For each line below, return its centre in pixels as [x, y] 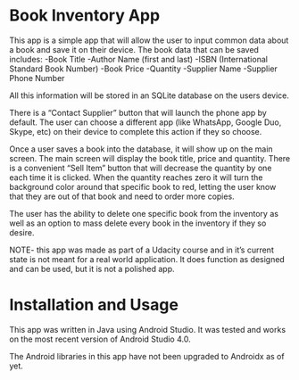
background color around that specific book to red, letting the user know [143, 186]
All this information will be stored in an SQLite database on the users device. [149, 95]
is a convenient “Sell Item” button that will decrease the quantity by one [141, 168]
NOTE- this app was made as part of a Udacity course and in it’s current [141, 250]
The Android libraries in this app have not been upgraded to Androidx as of [147, 356]
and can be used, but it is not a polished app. [92, 268]
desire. [22, 232]
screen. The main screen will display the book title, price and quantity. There [150, 158]
